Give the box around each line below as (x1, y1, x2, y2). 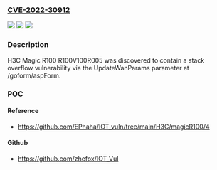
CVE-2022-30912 (7, 5, 70, 15)
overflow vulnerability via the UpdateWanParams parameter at (7, 63, 190, 72)
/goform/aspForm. (7, 71, 61, 80)
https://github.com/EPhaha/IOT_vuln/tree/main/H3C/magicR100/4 (17, 122, 210, 131)
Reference (7, 107, 39, 115)
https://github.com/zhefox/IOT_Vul (17, 154, 119, 163)
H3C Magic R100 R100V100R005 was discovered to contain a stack (7, 55, 205, 65)
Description (7, 40, 49, 50)
